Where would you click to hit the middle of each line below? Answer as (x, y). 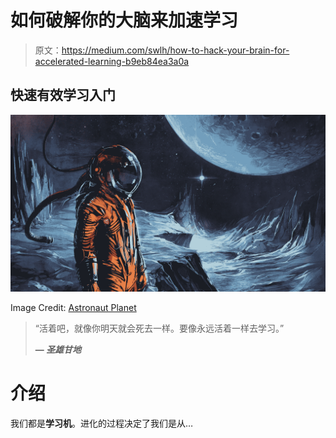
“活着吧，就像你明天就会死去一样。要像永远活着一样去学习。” (159, 328)
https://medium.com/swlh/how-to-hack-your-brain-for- (175, 50)
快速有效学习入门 (63, 95)
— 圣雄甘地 (58, 350)
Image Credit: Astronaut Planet (73, 308)
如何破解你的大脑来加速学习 (124, 20)
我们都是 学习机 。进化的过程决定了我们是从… (102, 423)
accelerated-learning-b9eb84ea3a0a (112, 61)
